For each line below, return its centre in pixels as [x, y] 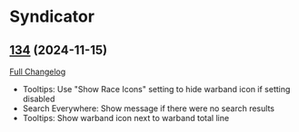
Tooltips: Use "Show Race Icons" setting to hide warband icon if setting [156, 89]
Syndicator [52, 17]
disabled [39, 99]
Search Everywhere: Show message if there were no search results [149, 108]
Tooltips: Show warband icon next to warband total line [126, 118]
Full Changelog [38, 71]
